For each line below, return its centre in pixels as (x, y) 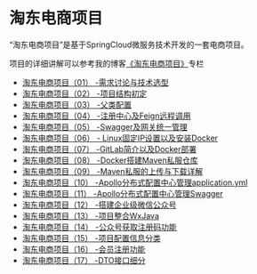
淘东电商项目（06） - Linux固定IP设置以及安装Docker (120, 138)
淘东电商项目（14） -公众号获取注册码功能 (99, 227)
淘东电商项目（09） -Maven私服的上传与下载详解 (112, 171)
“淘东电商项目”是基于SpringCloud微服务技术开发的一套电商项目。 (129, 44)
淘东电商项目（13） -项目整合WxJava (91, 215)
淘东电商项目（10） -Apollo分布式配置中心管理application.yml (135, 182)
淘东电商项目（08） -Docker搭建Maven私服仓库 (110, 160)
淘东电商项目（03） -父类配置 (76, 104)
